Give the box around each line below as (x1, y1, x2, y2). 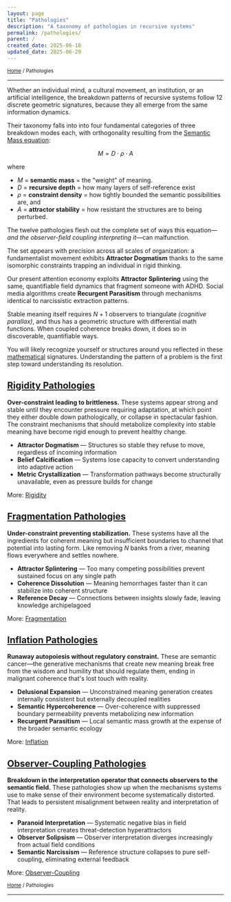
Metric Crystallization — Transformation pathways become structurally (16, 470, 221, 478)
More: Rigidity (7, 491, 47, 499)
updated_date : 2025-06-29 (7, 49, 81, 56)
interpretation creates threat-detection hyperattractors (16, 826, 172, 834)
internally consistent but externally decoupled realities (16, 695, 171, 704)
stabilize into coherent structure (16, 586, 108, 595)
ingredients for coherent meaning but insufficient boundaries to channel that (7, 536, 223, 544)
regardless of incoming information (16, 448, 117, 456)
